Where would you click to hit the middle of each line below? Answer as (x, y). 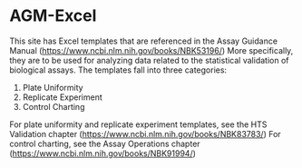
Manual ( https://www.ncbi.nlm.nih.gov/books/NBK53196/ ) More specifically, (151, 50)
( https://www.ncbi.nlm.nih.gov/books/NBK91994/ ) (103, 153)
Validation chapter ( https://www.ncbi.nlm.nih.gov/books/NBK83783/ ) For (145, 133)
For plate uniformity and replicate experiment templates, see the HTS (138, 124)
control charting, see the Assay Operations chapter (105, 143)
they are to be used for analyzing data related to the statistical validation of (149, 60)
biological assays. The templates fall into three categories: (118, 70)
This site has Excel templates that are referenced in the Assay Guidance (144, 41)
